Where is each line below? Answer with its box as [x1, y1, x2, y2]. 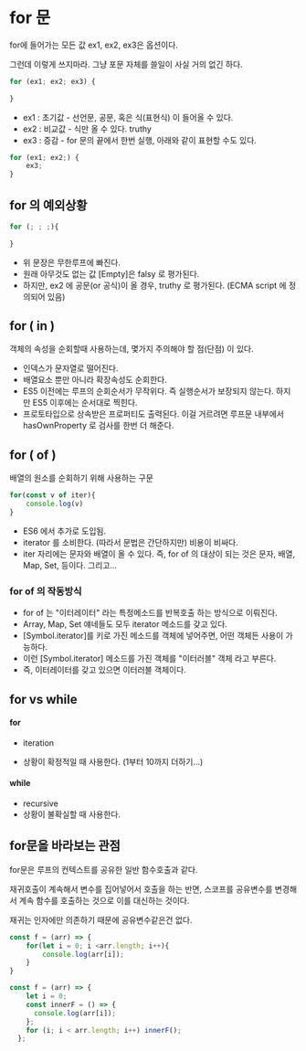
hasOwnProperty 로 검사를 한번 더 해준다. [22, 420, 174, 431]
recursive [22, 798, 59, 809]
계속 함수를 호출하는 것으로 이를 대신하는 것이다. [18, 895, 190, 906]
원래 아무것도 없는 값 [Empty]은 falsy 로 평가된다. [22, 268, 200, 279]
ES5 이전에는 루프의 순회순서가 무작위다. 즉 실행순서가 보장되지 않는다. [22, 386, 274, 397]
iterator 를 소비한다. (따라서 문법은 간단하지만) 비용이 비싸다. [22, 536, 239, 547]
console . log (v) [26, 499, 84, 509]
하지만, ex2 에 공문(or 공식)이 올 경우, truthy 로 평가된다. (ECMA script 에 [22, 280, 287, 291]
